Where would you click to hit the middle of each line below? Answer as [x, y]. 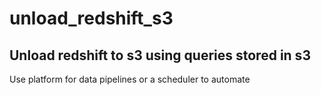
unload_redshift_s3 [91, 18]
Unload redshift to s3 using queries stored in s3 [160, 55]
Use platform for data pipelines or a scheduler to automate [130, 79]
